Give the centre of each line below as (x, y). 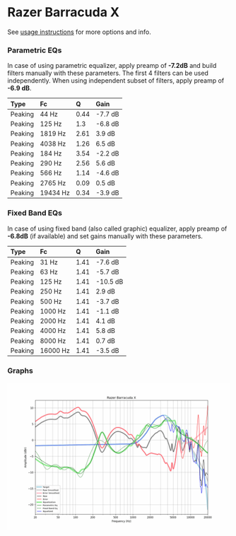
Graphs (20, 371)
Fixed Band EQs (35, 213)
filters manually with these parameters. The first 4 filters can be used (108, 73)
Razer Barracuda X (64, 12)
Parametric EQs (35, 50)
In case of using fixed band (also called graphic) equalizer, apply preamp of (117, 228)
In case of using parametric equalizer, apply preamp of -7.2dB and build (112, 66)
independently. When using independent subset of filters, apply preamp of (116, 81)
